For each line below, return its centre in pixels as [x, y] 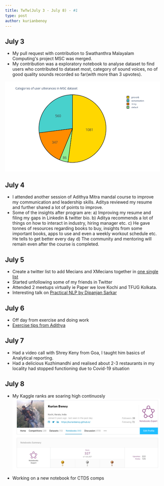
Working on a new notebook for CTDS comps [58, 478]
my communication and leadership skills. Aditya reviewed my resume [82, 202]
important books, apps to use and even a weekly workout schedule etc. [84, 234]
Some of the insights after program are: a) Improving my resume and [82, 213]
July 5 [15, 260]
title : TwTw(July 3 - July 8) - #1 [41, 10]
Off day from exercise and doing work [51, 320]
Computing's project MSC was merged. [52, 59]
